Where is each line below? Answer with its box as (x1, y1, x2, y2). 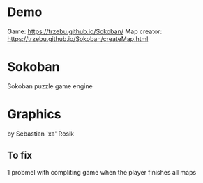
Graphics (7, 106, 61, 122)
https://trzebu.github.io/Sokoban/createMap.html (7, 34, 149, 42)
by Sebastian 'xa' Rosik (7, 129, 75, 138)
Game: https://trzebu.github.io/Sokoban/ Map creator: (7, 27, 163, 35)
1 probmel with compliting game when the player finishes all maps (7, 168, 197, 176)
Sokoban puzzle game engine (7, 81, 93, 90)
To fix (7, 150, 33, 161)
